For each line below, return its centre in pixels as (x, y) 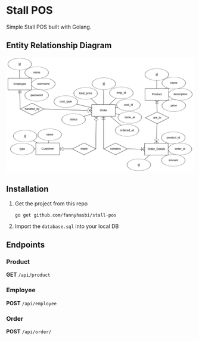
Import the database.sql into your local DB (67, 226)
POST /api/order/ (29, 331)
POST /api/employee (32, 303)
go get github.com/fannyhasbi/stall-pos (66, 215)
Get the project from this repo (51, 204)
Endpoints (26, 245)
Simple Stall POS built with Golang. (49, 27)
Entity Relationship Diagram (59, 46)
